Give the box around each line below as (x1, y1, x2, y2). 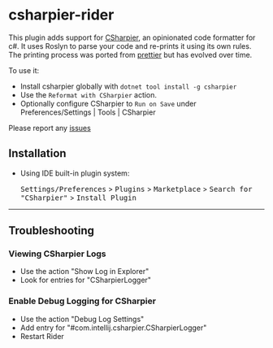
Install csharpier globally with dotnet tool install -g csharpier (19, 81, 237, 91)
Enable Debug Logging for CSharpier (8, 295, 157, 307)
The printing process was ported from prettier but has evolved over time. (8, 50, 253, 59)
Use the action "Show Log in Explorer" (19, 267, 149, 276)
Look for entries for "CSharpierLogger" (19, 275, 152, 285)
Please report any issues (8, 123, 91, 133)
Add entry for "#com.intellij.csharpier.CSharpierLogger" (19, 323, 207, 333)
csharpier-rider (8, 6, 115, 24)
